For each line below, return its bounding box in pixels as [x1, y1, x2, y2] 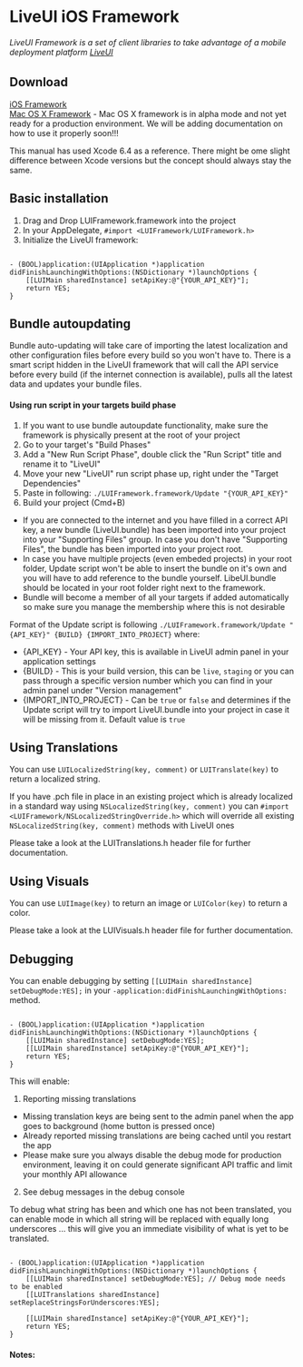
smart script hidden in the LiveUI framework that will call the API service [9, 359, 279, 370]
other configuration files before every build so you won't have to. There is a [9, 349, 292, 360]
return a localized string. [9, 773, 101, 784]
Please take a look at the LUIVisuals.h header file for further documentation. [9, 925, 293, 936]
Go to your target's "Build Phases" [22, 438, 151, 450]
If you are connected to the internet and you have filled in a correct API [22, 515, 288, 526]
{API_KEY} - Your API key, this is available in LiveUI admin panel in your [22, 646, 289, 657]
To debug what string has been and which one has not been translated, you [9, 1205, 292, 1215]
